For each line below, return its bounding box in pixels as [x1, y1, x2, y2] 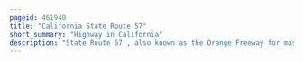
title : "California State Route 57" [9, 22, 147, 30]
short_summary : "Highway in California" [9, 30, 164, 39]
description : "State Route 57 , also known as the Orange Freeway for [9, 38, 280, 48]
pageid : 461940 [9, 13, 67, 22]
